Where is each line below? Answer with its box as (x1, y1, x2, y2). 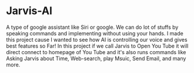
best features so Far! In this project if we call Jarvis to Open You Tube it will (6, 42, 189, 49)
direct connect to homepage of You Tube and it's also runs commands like (6, 48, 186, 55)
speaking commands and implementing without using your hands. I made (6, 29, 183, 36)
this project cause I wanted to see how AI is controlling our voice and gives (6, 36, 188, 43)
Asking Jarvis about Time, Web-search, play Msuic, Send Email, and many (6, 55, 186, 62)
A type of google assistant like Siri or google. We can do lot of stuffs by (6, 24, 179, 31)
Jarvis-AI (6, 4, 53, 18)
